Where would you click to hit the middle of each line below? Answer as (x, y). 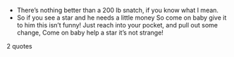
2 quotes (19, 46)
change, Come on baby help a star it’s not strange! (90, 32)
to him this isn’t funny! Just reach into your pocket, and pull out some (117, 25)
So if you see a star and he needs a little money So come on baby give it (122, 18)
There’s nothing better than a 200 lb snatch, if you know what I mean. (118, 10)
